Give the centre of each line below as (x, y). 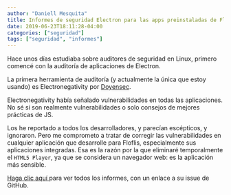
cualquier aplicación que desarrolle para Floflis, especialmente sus (102, 143)
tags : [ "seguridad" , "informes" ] (55, 39)
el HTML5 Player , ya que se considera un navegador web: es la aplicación (110, 157)
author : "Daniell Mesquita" (47, 13)
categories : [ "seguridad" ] (46, 33)
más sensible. (27, 165)
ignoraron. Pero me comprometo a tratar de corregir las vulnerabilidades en (114, 136)
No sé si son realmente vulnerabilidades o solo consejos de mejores (103, 107)
